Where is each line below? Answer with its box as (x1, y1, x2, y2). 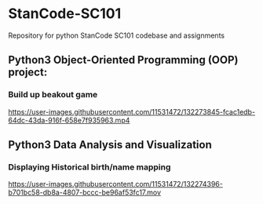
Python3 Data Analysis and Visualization (8, 138, 212, 151)
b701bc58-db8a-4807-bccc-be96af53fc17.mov (8, 188, 162, 197)
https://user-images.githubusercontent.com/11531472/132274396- (8, 180, 224, 189)
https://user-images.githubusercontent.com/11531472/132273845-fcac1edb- (8, 107, 256, 116)
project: (8, 66, 48, 79)
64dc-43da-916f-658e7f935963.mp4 (8, 115, 130, 125)
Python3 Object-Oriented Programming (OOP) (8, 53, 239, 67)
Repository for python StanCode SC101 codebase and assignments (8, 31, 225, 40)
